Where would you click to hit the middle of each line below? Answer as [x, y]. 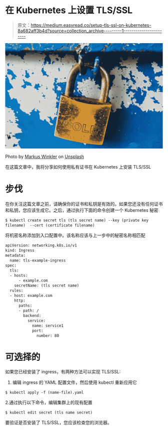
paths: [25, 306]
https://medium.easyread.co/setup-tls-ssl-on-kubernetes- [91, 25]
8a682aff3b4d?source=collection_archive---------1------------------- [90, 31]
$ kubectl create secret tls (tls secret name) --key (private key [77, 220]
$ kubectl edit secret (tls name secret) [49, 413]
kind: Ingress [20, 250]
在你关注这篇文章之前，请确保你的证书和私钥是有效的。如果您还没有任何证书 [84, 204]
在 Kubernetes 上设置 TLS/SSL [69, 10]
